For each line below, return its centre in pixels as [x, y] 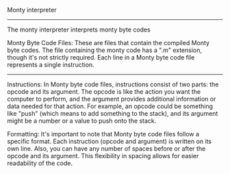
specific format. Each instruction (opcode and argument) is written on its [110, 141]
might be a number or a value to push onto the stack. [82, 121]
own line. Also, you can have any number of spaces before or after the [106, 149]
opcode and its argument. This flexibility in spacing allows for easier [103, 156]
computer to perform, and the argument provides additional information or [112, 99]
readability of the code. [40, 163]
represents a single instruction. [51, 65]
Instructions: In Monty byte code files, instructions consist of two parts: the [113, 84]
